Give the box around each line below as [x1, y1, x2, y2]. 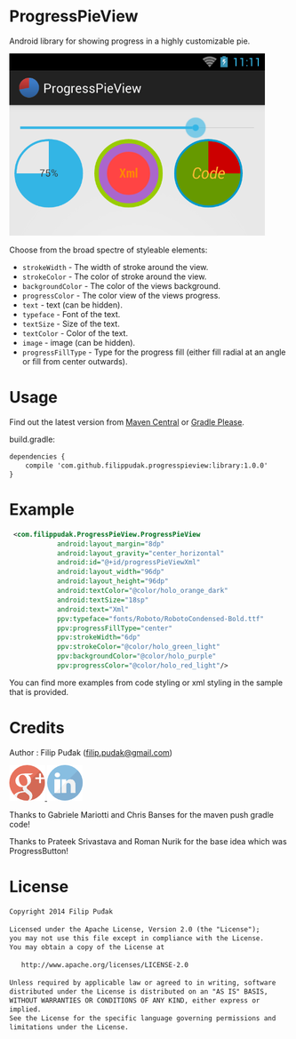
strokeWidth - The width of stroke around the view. [21, 261, 209, 272]
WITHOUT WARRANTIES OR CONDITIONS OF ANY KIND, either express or [9, 995, 260, 1005]
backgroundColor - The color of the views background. [21, 280, 220, 291]
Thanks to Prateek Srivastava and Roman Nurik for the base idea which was [9, 835, 287, 846]
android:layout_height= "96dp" [56, 577, 169, 586]
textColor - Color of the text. [21, 327, 129, 339]
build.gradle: [9, 434, 56, 444]
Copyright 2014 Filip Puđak [9, 907, 114, 916]
